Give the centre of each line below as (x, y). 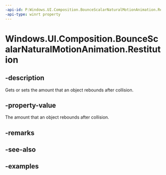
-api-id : (14, 10)
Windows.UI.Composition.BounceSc (82, 39)
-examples (22, 166)
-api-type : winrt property (33, 14)
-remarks (20, 133)
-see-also (21, 150)
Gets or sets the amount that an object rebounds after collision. (69, 90)
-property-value (31, 105)
